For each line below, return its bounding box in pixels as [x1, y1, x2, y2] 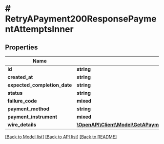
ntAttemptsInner [5, 24, 74, 35]
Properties [5, 43, 38, 51]
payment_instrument [7, 113, 58, 120]
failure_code [7, 98, 38, 104]
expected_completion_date [7, 82, 72, 88]
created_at [7, 74, 33, 81]
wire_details [7, 122, 37, 128]
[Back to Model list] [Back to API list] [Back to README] [5, 134, 117, 140]
